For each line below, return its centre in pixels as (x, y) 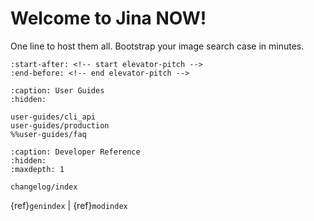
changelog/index (44, 187)
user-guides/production (60, 125)
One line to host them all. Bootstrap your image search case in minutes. (157, 46)
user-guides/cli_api (53, 117)
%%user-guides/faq (48, 134)
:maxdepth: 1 (37, 169)
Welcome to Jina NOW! (108, 18)
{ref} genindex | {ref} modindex (69, 205)
